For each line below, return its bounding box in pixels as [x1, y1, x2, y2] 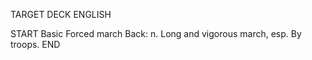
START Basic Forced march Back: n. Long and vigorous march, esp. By [10, 28, 302, 39]
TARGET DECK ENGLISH [10, 9, 112, 20]
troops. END [10, 39, 61, 50]
